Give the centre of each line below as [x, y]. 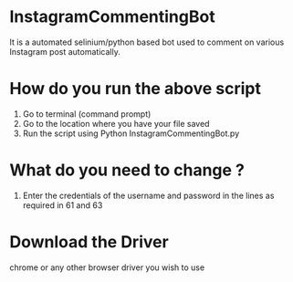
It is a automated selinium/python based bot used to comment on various [147, 42]
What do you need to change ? [127, 170]
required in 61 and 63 [63, 205]
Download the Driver [89, 242]
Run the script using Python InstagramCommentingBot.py [131, 133]
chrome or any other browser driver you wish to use [107, 267]
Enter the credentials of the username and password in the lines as [148, 195]
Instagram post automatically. [65, 51]
